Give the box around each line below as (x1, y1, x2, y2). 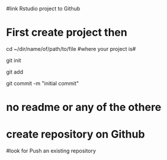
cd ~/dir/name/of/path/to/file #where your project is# (6, 45, 136, 52)
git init (6, 56, 22, 64)
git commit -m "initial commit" (6, 79, 79, 87)
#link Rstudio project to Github (6, 5, 81, 12)
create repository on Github (6, 127, 145, 141)
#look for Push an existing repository (6, 148, 97, 155)
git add (6, 68, 24, 75)
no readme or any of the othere (6, 101, 162, 114)
